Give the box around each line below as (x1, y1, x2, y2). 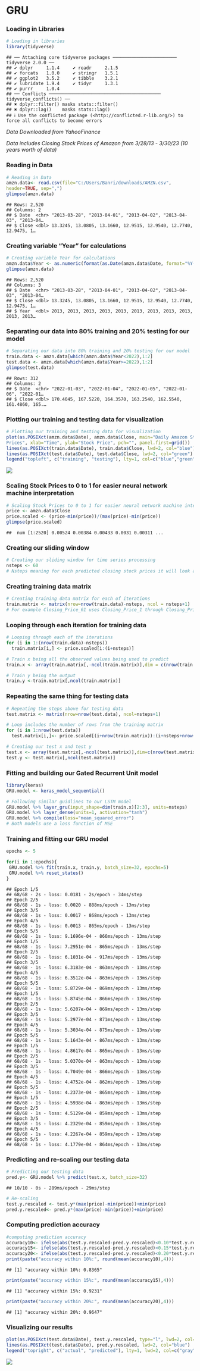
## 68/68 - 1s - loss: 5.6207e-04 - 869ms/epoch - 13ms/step (6, 1006, 161, 1012)
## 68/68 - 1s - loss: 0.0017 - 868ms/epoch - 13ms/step (6, 912, 151, 918)
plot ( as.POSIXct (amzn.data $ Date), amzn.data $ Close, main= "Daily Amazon (6, 434, 187, 440)
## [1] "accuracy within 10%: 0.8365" (6, 1267, 102, 1273)
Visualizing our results (6, 1323, 73, 1331)
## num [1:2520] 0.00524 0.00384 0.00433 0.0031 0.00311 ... (6, 530, 164, 536)
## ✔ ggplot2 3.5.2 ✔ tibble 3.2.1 (6, 76, 118, 82)
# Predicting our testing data (6, 1169, 84, 1175)
